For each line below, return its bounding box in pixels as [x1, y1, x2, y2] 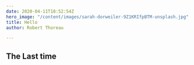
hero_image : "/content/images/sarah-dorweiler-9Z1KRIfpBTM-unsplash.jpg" [6, 14, 189, 20]
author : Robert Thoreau [6, 24, 64, 31]
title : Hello [6, 19, 38, 25]
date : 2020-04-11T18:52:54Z [6, 8, 75, 15]
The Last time [6, 51, 57, 61]
